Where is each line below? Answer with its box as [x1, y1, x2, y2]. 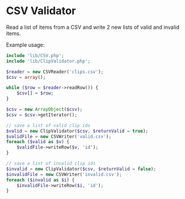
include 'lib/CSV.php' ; [6, 52, 65, 58]
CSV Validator [6, 4, 76, 18]
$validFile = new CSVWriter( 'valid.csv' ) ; [6, 134, 112, 140]
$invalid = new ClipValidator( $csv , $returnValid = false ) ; [6, 166, 157, 172]
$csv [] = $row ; [16, 90, 54, 97]
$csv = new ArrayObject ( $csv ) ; [6, 107, 83, 112]
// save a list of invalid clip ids [6, 161, 96, 167]
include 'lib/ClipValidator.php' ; [6, 58, 91, 64]
